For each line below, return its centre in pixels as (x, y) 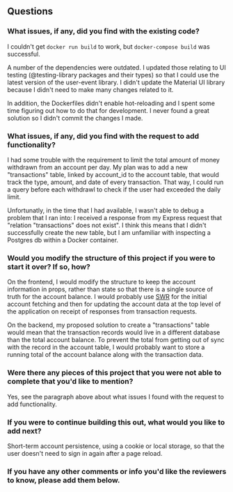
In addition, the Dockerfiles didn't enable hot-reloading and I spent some (111, 103)
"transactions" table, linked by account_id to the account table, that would (113, 174)
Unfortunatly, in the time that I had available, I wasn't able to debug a (106, 210)
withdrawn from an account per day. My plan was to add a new (98, 167)
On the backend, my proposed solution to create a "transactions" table (109, 325)
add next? (24, 431)
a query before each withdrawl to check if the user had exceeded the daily (114, 189)
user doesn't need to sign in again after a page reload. (85, 453)
